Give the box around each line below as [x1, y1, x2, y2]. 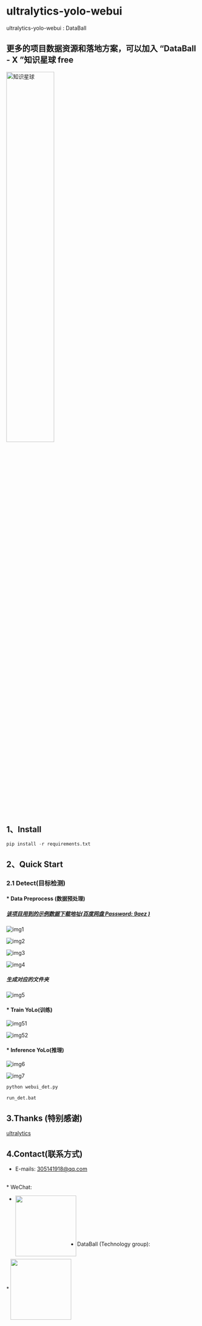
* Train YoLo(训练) [6, 1006, 53, 1013]
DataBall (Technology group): [76, 1240, 150, 1248]
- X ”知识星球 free [6, 55, 74, 65]
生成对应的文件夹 [6, 976, 49, 983]
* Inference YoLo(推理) [6, 1047, 65, 1054]
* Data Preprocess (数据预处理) [6, 895, 86, 903]
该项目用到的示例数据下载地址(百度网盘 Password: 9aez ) [6, 910, 150, 917]
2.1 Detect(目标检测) [6, 879, 66, 887]
